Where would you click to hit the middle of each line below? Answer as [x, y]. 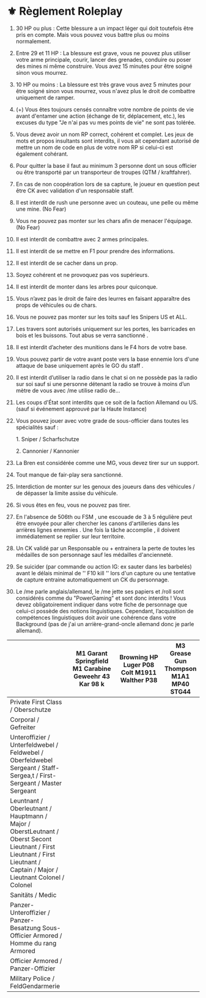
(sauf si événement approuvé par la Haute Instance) [81, 409]
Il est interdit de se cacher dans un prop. [67, 263]
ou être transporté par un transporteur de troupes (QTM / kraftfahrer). [104, 172]
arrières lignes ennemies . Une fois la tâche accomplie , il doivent [98, 530]
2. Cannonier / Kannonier [47, 451]
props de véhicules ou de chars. [56, 305]
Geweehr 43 [92, 676]
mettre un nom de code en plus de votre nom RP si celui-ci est [94, 147]
